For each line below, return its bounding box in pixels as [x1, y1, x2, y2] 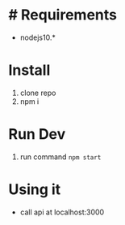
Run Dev [8, 125, 66, 144]
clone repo [19, 88, 56, 97]
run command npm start [19, 152, 102, 162]
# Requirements [8, 6, 117, 24]
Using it [8, 180, 61, 198]
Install [8, 61, 51, 80]
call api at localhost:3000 [19, 207, 105, 217]
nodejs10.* [19, 32, 56, 42]
